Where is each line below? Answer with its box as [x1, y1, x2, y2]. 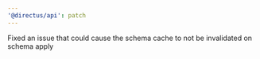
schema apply [7, 41, 54, 51]
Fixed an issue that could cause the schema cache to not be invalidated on [7, 33, 252, 42]
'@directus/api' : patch [7, 11, 87, 20]
